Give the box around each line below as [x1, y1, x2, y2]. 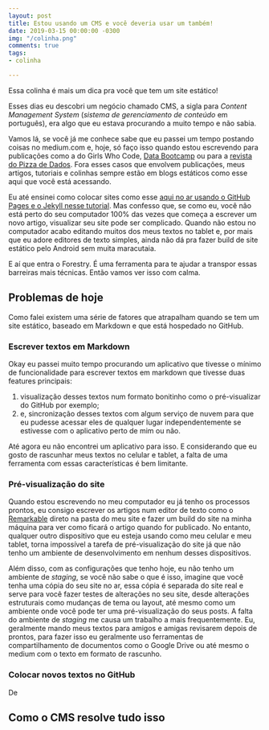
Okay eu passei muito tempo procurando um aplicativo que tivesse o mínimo [8, 359, 262, 368]
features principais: [8, 375, 72, 386]
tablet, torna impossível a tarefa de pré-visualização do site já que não [8, 539, 241, 549]
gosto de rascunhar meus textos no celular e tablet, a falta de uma [8, 449, 228, 459]
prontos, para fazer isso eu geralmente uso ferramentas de [8, 632, 204, 642]
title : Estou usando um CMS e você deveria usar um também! [8, 19, 214, 27]
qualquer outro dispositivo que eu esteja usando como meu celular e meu [8, 531, 252, 541]
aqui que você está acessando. [8, 176, 112, 186]
